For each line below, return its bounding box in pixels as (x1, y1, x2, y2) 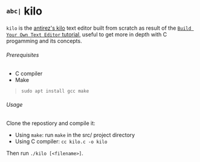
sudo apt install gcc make (21, 88, 89, 95)
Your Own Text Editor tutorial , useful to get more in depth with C (6, 30, 167, 38)
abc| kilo (6, 4, 43, 18)
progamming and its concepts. (6, 37, 83, 44)
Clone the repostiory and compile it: (6, 120, 95, 127)
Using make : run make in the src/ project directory (15, 132, 135, 139)
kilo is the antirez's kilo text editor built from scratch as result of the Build (6, 24, 192, 32)
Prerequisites (6, 51, 39, 58)
